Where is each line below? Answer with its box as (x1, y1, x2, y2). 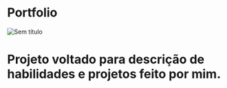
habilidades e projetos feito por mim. (7, 67, 221, 82)
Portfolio (7, 5, 58, 21)
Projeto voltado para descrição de (7, 52, 205, 67)
